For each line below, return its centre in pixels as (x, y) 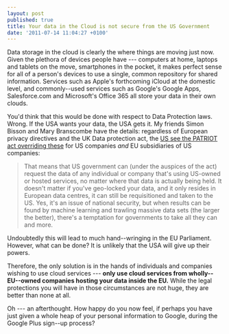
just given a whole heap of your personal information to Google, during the (112, 316)
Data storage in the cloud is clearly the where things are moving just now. (111, 52)
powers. (19, 253)
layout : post (26, 13)
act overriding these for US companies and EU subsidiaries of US (99, 146)
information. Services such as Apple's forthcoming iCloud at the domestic (111, 81)
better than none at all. (39, 296)
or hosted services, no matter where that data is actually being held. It (123, 181)
